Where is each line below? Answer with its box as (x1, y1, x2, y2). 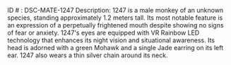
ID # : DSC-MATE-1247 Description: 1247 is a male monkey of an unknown (7, 6, 224, 14)
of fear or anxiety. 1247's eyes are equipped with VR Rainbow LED (7, 28, 200, 37)
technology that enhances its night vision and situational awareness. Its (7, 36, 215, 45)
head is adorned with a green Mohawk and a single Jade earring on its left (7, 44, 224, 52)
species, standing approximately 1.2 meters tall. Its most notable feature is (7, 13, 223, 22)
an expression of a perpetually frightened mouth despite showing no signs (7, 21, 224, 29)
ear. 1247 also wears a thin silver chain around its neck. (7, 51, 168, 59)
